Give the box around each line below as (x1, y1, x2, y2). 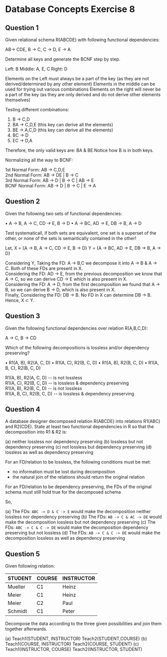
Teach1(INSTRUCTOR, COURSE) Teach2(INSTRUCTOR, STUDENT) (5, 646, 143, 652)
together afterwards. (5, 626, 47, 632)
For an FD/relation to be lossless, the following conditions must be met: (5, 459, 151, 465)
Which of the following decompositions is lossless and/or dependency (5, 344, 150, 350)
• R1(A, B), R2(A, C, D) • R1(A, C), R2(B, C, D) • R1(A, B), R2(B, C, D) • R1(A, (5, 359, 159, 365)
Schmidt (7, 608, 27, 615)
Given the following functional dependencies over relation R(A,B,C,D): (5, 325, 148, 331)
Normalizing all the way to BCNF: (5, 157, 73, 163)
